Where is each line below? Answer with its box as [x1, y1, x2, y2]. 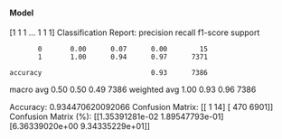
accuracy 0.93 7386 [9, 69, 208, 78]
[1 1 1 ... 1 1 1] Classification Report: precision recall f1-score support [9, 27, 260, 38]
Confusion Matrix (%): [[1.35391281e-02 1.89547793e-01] [9, 111, 224, 122]
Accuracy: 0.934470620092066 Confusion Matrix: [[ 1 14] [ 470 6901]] [9, 102, 274, 113]
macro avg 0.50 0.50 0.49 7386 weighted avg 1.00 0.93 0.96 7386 [9, 84, 257, 95]
